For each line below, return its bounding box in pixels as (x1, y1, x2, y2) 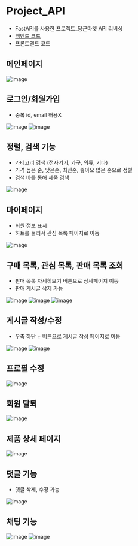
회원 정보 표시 (14, 222, 47, 229)
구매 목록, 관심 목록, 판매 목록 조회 (6, 260, 124, 270)
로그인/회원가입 (6, 94, 60, 104)
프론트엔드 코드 (14, 40, 51, 47)
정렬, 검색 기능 (6, 142, 56, 152)
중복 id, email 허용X (14, 111, 62, 118)
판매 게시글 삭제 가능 (14, 285, 63, 292)
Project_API (6, 4, 66, 18)
